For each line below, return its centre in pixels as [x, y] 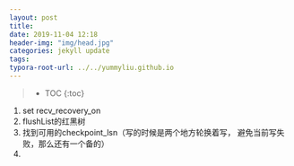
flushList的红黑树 [54, 121]
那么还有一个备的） [73, 144]
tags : [19, 59]
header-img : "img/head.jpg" [62, 43]
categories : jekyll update [60, 51]
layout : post [34, 17]
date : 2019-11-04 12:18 [54, 34]
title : [22, 26]
